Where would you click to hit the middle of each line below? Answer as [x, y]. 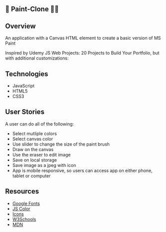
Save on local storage [35, 160]
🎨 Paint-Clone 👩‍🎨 [32, 9]
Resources [22, 192]
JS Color [21, 209]
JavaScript [23, 86]
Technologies [27, 74]
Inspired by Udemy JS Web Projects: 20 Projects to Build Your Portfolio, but [83, 53]
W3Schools [24, 219]
